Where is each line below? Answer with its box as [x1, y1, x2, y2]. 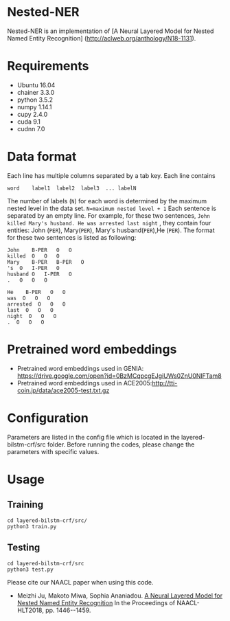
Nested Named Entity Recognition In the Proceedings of [16, 598, 176, 607]
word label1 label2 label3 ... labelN [7, 185, 137, 192]
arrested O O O [7, 300, 67, 308]
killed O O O [7, 252, 60, 260]
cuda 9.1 [16, 117, 41, 126]
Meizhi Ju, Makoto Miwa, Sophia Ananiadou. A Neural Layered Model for [16, 591, 223, 600]
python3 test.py [7, 566, 54, 573]
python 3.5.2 [16, 95, 54, 104]
